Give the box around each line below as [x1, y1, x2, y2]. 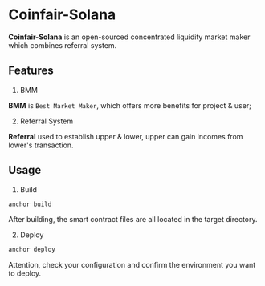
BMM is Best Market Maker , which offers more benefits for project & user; [8, 100, 251, 110]
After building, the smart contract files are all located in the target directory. [8, 215, 259, 224]
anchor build [8, 200, 52, 208]
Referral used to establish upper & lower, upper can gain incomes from [8, 131, 243, 141]
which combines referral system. [8, 40, 117, 50]
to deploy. [8, 268, 42, 278]
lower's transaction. [8, 140, 74, 150]
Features [8, 64, 54, 78]
